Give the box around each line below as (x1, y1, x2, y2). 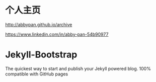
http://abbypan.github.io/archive (5, 21, 72, 28)
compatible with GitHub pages (5, 71, 68, 77)
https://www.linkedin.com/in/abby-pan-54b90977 (5, 31, 109, 37)
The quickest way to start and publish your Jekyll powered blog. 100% (5, 65, 151, 71)
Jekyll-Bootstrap (5, 49, 77, 60)
